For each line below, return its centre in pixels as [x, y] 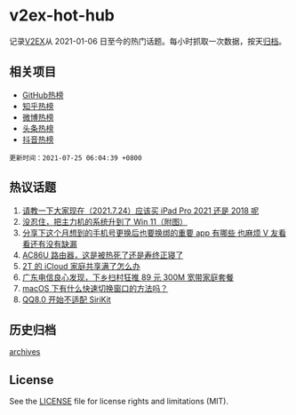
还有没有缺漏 [53, 243]
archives [25, 352]
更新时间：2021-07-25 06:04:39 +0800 [76, 158]
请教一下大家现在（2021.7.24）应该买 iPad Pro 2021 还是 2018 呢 [140, 211]
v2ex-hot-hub [62, 16]
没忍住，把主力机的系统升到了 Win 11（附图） [105, 221]
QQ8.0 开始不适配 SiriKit [66, 299]
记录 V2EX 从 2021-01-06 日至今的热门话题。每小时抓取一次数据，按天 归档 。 [148, 41]
